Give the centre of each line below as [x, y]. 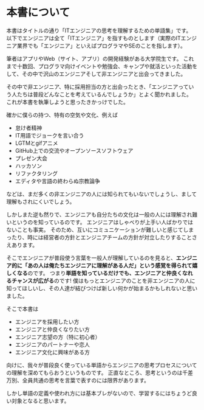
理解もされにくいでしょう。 [41, 201]
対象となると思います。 [40, 401]
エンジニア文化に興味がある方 [52, 352]
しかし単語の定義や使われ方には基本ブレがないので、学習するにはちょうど [99, 393]
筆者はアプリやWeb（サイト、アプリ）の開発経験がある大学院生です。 [94, 58]
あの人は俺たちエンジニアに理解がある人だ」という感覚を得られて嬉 [112, 265]
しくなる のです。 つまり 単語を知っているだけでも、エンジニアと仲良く [94, 273]
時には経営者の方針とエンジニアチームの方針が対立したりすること [110, 237]
